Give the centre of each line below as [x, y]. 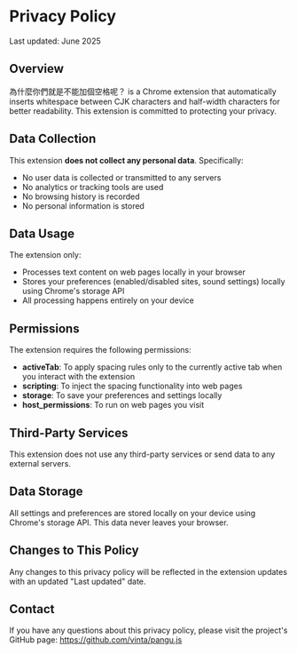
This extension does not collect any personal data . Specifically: [126, 160]
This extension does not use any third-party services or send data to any [142, 454]
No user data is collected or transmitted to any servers [121, 177]
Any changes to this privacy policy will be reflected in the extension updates [148, 571]
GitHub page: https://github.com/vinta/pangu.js [96, 640]
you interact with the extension [78, 377]
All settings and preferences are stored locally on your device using [133, 513]
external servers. [40, 463]
